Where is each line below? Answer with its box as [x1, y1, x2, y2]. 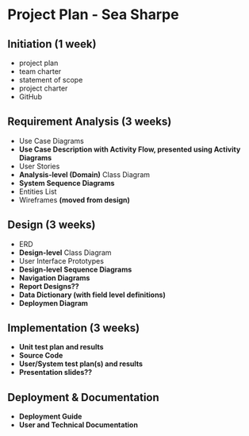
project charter [18, 83, 68, 93]
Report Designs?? [18, 281, 80, 291]
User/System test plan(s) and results [18, 359, 144, 368]
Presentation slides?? [18, 368, 93, 377]
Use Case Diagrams [18, 136, 85, 145]
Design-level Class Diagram [18, 248, 112, 257]
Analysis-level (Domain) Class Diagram [18, 169, 151, 179]
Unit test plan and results [18, 342, 104, 352]
